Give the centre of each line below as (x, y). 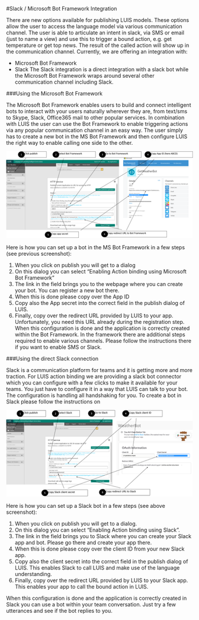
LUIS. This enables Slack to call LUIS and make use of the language (97, 568)
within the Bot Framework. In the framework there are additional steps (100, 335)
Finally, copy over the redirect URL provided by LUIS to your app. (94, 316)
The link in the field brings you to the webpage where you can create (99, 284)
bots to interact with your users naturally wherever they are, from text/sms (97, 111)
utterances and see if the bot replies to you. (59, 611)
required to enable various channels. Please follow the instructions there (103, 341)
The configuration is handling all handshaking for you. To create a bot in (94, 395)
